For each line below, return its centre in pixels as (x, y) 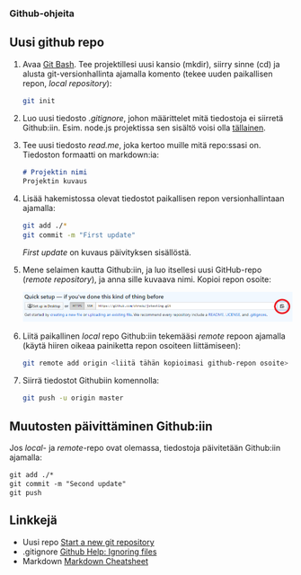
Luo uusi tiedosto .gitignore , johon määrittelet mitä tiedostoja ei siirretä (153, 118)
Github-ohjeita (42, 13)
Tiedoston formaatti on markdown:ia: (91, 155)
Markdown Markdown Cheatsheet (85, 561)
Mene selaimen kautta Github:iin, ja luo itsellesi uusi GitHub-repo (142, 270)
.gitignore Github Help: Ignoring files (89, 552)
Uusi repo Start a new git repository (88, 542)
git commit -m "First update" (79, 235)
